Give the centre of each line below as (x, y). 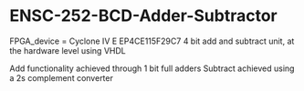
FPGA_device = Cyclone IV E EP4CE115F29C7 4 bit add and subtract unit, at (152, 41)
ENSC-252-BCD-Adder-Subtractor (143, 16)
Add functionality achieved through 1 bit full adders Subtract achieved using (152, 68)
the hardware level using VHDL (68, 50)
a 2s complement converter (62, 77)
